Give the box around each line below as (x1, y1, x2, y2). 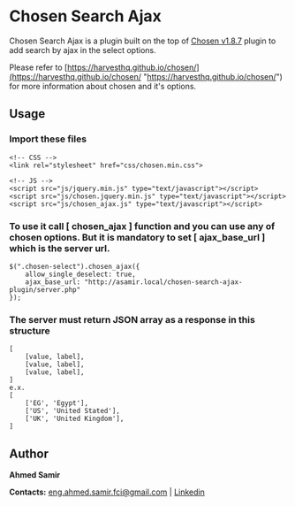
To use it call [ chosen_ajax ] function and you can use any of (9, 219, 276, 232)
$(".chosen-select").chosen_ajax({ (9, 262, 140, 271)
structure (9, 325, 50, 337)
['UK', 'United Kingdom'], (25, 414, 125, 424)
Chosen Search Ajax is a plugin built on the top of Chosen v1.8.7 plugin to (9, 35, 276, 46)
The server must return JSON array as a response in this (9, 313, 256, 326)
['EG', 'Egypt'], (25, 399, 89, 408)
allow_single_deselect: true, (25, 270, 137, 279)
